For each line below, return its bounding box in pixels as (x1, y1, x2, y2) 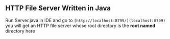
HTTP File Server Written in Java (5, 4, 111, 12)
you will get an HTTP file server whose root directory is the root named (5, 22, 156, 28)
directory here (5, 27, 35, 34)
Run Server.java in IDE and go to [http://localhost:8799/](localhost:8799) (5, 17, 166, 23)
